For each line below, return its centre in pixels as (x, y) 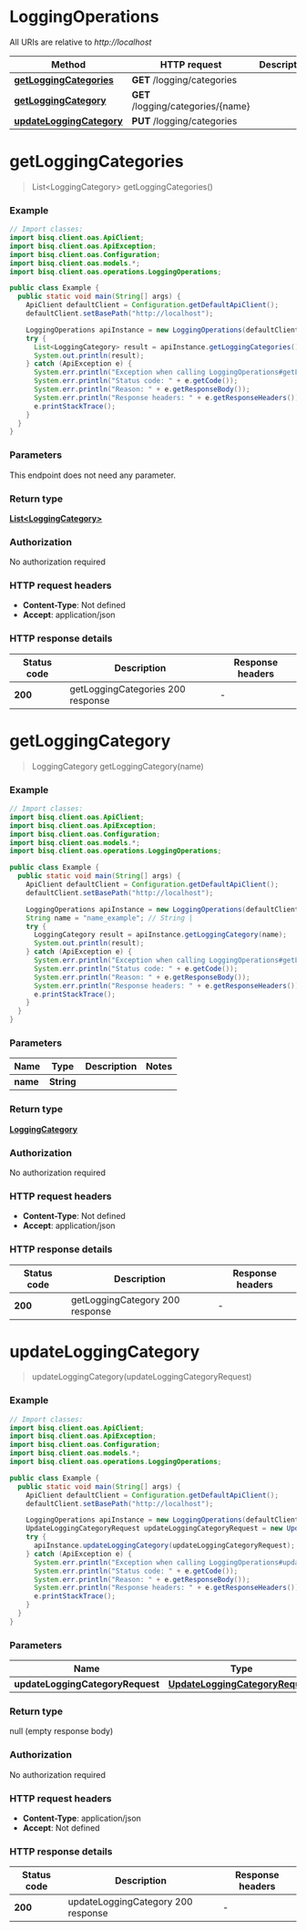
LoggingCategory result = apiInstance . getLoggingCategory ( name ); (160, 935)
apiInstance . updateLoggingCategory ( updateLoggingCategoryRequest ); (164, 1546)
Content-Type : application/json (82, 1818)
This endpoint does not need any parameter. (92, 475)
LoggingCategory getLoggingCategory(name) (118, 766)
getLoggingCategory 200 (126, 1299)
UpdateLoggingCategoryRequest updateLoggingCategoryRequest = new (154, 1529)
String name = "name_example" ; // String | (110, 918)
